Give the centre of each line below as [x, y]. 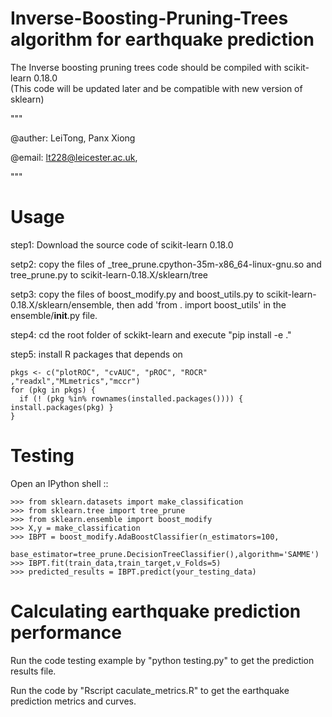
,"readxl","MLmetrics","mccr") [75, 381]
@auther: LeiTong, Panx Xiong [73, 138]
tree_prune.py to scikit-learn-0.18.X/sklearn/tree [109, 274]
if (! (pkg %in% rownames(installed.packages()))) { [131, 398]
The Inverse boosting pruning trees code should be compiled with [146, 67]
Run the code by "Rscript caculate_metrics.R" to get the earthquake [150, 690]
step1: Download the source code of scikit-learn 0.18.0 [122, 244]
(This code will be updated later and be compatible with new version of [156, 88]
